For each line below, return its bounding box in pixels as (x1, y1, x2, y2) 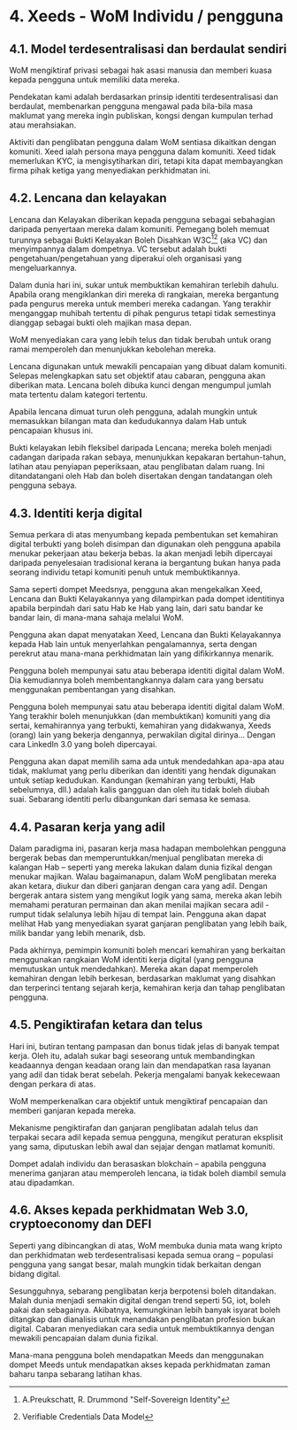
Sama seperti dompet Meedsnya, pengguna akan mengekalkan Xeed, (9, 584, 263, 595)
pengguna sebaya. (9, 480, 78, 491)
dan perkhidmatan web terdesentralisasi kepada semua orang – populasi (9, 1249, 274, 1260)
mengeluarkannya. (9, 263, 78, 274)
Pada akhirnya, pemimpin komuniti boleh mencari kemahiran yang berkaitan (9, 945, 286, 955)
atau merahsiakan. (9, 120, 77, 130)
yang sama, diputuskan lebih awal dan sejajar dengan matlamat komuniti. (9, 1140, 276, 1152)
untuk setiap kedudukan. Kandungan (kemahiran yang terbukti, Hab (9, 775, 255, 785)
